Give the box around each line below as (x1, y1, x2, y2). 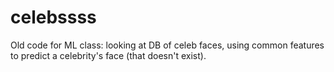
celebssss (10, 6, 97, 29)
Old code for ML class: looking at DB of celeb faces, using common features (10, 39, 325, 51)
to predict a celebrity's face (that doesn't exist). (10, 49, 207, 61)
